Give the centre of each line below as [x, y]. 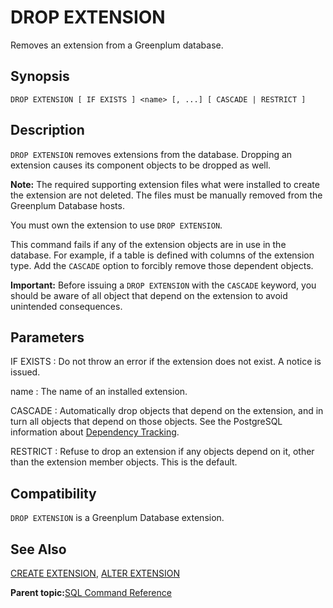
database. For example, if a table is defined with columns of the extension [162, 255]
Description [47, 130]
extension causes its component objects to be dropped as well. [141, 165]
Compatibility [53, 493]
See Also [38, 549]
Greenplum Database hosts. [67, 205]
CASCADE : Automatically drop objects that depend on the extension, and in [167, 411]
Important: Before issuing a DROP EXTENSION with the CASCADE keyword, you [163, 285]
